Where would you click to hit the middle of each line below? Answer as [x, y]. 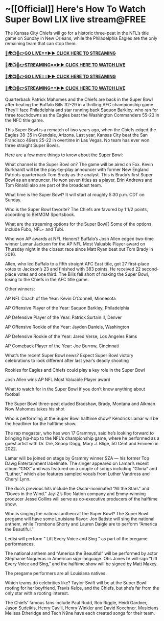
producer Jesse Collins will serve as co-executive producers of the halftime [81, 499]
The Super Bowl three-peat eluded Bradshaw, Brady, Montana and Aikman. [81, 404]
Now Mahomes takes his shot [35, 409]
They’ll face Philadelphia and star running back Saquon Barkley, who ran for [82, 110]
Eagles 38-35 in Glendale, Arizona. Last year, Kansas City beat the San [77, 135]
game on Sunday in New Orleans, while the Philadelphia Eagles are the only [81, 38]
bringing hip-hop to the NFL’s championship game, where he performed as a [82, 438]
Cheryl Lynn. [18, 479]
